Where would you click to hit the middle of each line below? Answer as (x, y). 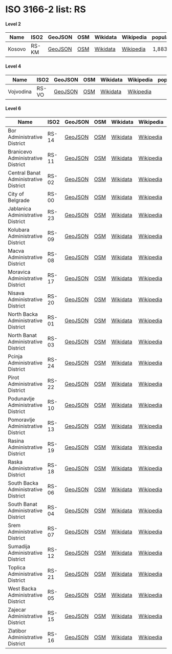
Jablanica (20, 208)
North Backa (23, 314)
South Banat (23, 504)
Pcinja (15, 356)
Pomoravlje (21, 420)
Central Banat (24, 172)
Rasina (16, 441)
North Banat (23, 335)
